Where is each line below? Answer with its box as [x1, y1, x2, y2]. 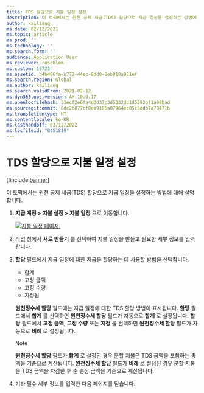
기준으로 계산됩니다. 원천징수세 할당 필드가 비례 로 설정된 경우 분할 [26, 360, 184, 367]
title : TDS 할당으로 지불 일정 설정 [6, 9, 86, 15]
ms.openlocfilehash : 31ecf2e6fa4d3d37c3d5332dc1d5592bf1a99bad [6, 99, 171, 105]
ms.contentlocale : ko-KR [6, 116, 69, 122]
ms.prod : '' [6, 37, 37, 43]
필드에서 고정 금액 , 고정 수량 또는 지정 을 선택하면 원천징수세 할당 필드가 [21, 319, 192, 327]
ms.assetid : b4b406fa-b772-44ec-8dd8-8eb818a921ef [6, 71, 138, 77]
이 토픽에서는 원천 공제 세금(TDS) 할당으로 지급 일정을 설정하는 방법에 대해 [6, 189, 184, 196]
